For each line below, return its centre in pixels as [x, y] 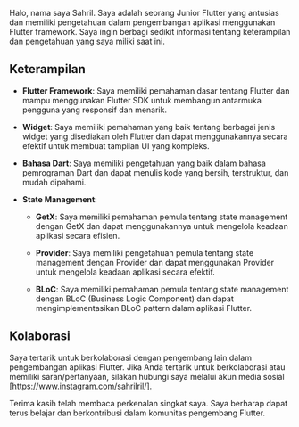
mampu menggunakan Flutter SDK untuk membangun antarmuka [141, 100]
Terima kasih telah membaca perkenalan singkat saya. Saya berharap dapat [149, 403]
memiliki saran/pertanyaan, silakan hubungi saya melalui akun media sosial [147, 376]
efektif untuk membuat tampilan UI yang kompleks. [116, 145]
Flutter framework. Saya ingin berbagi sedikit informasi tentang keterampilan [150, 32]
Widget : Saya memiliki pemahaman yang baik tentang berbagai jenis [149, 127]
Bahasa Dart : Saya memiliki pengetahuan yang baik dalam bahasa [144, 163]
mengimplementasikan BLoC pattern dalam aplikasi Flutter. [144, 308]
